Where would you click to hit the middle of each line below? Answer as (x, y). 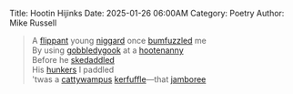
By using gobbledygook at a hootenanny (107, 50)
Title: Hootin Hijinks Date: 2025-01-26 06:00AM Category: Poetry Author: (147, 13)
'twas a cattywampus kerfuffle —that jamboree (119, 79)
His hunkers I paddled (73, 69)
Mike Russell (33, 23)
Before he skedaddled (73, 60)
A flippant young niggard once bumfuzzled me (119, 41)
